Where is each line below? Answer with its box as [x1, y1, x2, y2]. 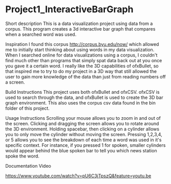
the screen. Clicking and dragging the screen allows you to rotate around [5, 120, 159, 126]
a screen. [5, 79, 25, 85]
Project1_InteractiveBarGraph [5, 4, 134, 15]
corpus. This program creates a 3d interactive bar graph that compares [5, 25, 156, 32]
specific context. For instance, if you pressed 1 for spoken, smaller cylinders [5, 142, 166, 148]
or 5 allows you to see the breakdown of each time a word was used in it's [5, 137, 162, 143]
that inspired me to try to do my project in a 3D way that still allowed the [5, 68, 157, 74]
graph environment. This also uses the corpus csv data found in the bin [5, 99, 156, 106]
